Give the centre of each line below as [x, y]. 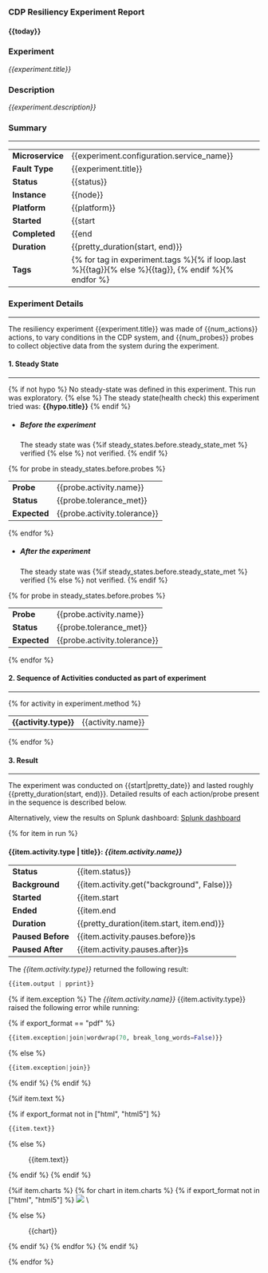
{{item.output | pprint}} [51, 984]
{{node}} [87, 195]
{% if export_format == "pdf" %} [62, 1023]
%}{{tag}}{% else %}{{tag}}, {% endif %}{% [152, 270]
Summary [28, 128]
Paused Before [41, 937]
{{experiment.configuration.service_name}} [152, 156]
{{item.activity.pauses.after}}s [133, 949]
